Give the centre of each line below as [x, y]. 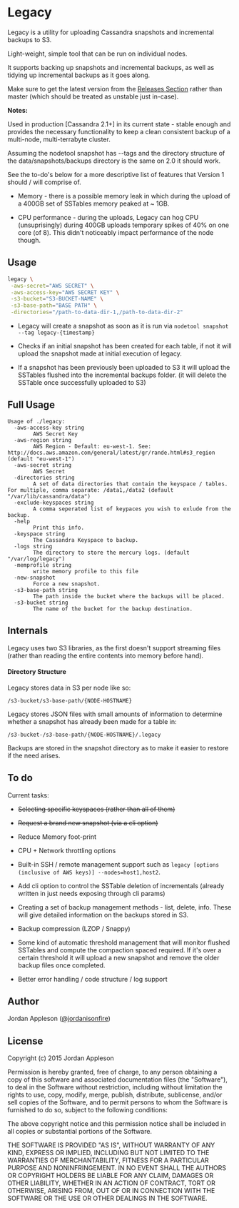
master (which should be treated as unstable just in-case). [93, 96]
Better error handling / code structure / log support [92, 979]
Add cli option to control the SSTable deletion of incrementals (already [121, 885]
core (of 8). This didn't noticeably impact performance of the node [116, 232]
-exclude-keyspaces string [54, 503]
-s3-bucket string [41, 603]
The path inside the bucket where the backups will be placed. [129, 596]
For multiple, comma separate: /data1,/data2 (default [91, 490]
